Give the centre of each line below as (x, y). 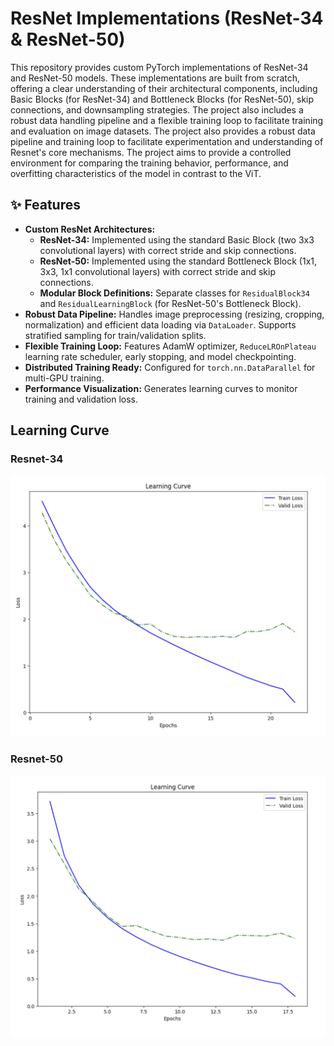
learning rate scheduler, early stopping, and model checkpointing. (160, 356)
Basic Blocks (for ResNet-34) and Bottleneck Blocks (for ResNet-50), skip (162, 99)
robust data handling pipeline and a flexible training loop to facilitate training (167, 120)
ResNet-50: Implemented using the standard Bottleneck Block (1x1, (178, 261)
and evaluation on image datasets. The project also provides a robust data (163, 131)
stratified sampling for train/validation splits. (115, 335)
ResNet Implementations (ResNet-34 (167, 18)
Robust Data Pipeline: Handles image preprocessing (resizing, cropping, (174, 314)
